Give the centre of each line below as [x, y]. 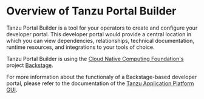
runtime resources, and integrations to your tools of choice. [80, 47]
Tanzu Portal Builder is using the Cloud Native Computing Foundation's [95, 59]
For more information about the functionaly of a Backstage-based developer [102, 77]
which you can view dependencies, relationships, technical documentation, [100, 40]
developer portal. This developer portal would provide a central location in [99, 34]
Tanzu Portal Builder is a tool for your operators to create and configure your [102, 28]
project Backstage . [30, 65]
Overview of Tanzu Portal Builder [91, 11]
